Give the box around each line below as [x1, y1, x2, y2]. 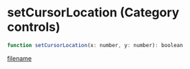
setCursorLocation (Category [7, 5, 180, 20]
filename [7, 54, 32, 62]
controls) [7, 19, 61, 35]
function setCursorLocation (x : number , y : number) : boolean [7, 42, 184, 49]
